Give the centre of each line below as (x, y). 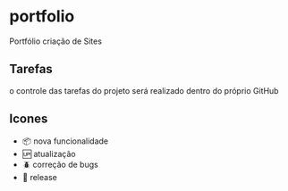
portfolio (42, 17)
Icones (29, 119)
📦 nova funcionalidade (65, 141)
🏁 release (40, 177)
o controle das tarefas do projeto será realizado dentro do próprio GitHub (144, 90)
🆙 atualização (49, 154)
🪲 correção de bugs (60, 164)
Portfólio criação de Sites (56, 41)
